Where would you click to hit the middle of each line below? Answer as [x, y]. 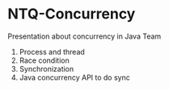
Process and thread [52, 51]
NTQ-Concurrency [72, 14]
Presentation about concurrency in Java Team [84, 36]
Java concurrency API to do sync [74, 77]
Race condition [44, 60]
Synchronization [46, 68]
